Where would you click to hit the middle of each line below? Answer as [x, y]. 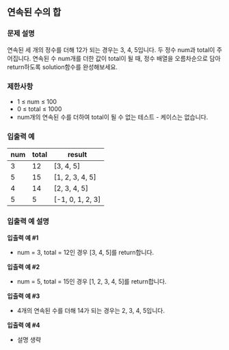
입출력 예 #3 [24, 296]
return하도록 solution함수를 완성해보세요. [63, 66]
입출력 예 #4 [24, 325]
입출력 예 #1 [23, 238]
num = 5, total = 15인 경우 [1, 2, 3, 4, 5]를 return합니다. [92, 281]
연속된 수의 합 [34, 12]
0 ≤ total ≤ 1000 [39, 109]
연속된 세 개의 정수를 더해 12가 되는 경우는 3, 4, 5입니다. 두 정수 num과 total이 [111, 49]
